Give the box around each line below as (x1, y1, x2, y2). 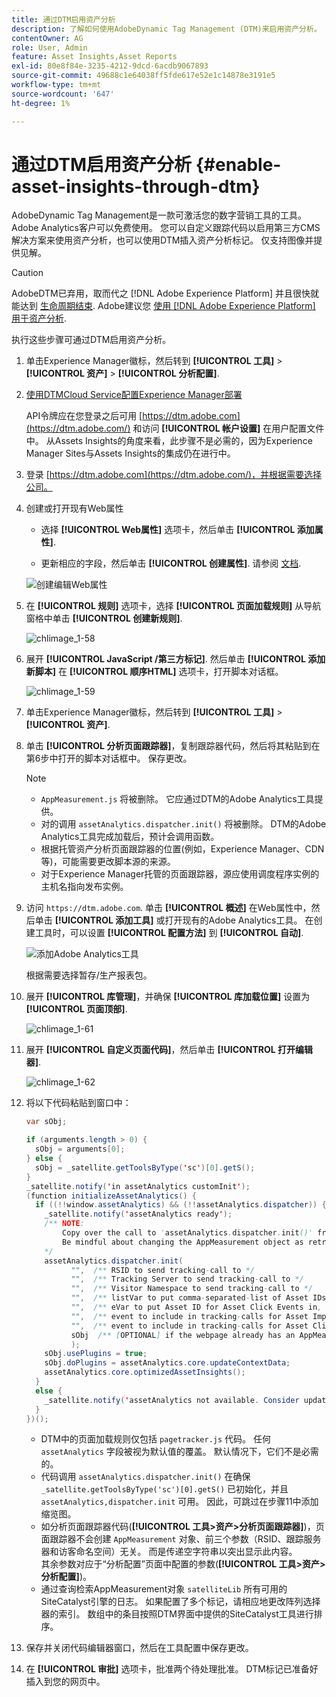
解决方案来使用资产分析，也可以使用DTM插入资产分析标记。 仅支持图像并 (11, 234, 314, 246)
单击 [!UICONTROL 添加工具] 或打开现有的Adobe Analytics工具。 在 (34, 914, 314, 926)
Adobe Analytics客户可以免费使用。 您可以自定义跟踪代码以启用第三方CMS (11, 222, 321, 234)
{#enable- (195, 153, 282, 176)
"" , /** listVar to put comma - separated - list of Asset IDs (70, 1293, 327, 1303)
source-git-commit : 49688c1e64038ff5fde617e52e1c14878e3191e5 (11, 71, 276, 81)
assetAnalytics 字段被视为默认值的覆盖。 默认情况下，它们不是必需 (40, 1446, 319, 1458)
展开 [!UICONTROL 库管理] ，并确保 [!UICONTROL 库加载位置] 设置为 (25, 991, 311, 1003)
